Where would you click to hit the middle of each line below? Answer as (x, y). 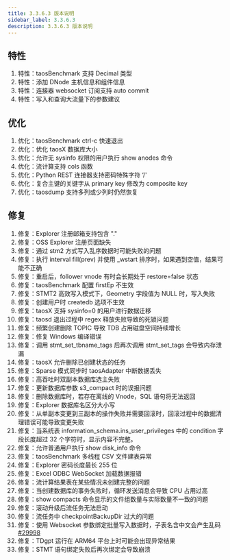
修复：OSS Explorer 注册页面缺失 (64, 242)
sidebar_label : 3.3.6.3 (42, 20)
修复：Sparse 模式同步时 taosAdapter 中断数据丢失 (89, 370)
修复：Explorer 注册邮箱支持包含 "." (67, 233)
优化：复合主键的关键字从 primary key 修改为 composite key (102, 183)
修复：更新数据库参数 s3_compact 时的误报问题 (85, 387)
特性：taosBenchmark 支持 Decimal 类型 (75, 73)
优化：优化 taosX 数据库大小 (57, 149)
